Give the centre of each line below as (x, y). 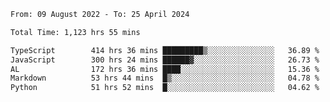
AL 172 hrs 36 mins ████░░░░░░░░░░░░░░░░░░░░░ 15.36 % (165, 69)
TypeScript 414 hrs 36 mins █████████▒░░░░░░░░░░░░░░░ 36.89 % (165, 50)
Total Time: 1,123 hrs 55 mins (75, 32)
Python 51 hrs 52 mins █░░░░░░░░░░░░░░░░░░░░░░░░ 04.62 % (165, 88)
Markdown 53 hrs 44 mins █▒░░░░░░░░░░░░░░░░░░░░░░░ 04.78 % (165, 78)
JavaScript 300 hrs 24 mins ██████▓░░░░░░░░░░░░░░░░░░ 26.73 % (165, 60)
